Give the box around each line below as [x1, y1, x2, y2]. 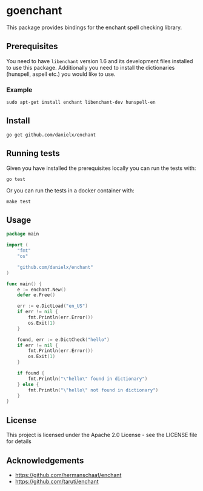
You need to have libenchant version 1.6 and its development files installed [6, 57, 193, 64]
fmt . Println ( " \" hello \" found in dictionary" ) [28, 376, 148, 382]
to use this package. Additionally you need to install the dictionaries [6, 64, 175, 71]
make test [6, 198, 32, 205]
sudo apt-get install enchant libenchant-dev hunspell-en [6, 100, 156, 106]
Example [6, 86, 33, 94]
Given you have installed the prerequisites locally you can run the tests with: [6, 164, 196, 172]
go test [6, 176, 26, 182]
